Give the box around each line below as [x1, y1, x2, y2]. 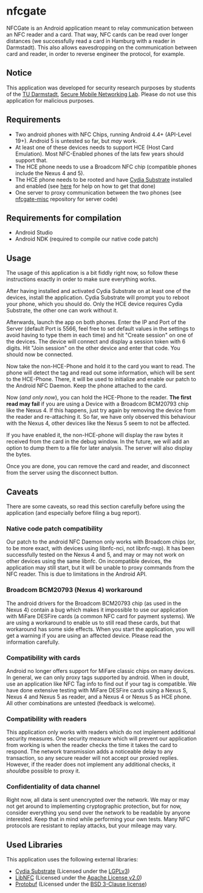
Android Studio [15, 229, 53, 236]
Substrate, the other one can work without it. [6, 307, 119, 314]
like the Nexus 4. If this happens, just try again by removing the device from [6, 407, 196, 414]
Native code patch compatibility [6, 524, 103, 533]
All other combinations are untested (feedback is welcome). [6, 699, 156, 706]
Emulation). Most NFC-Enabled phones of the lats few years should [15, 150, 184, 157]
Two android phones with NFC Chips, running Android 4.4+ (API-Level [15, 131, 191, 138]
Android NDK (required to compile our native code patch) [15, 235, 159, 243]
